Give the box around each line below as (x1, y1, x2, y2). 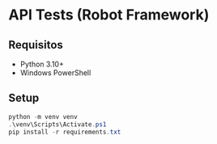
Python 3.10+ (19, 59, 65, 69)
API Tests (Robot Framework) (8, 6, 210, 24)
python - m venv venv (8, 112, 79, 121)
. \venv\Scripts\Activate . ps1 (8, 120, 107, 129)
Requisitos (8, 38, 63, 52)
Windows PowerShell (19, 68, 91, 78)
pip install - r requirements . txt (8, 128, 121, 136)
